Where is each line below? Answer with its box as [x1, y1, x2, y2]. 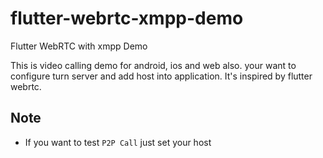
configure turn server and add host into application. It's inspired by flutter [10, 70, 313, 82]
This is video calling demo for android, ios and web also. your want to [10, 59, 297, 71]
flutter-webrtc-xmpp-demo [10, 7, 244, 30]
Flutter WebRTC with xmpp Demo [10, 40, 148, 52]
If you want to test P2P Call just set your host [24, 136, 212, 148]
